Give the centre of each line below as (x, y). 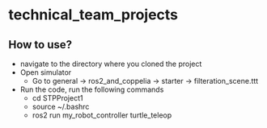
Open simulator (46, 72)
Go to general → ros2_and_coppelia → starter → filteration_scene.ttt (145, 81)
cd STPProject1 (57, 98)
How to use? (40, 45)
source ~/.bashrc (61, 107)
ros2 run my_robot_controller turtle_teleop (102, 115)
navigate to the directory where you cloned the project (111, 64)
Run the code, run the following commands (92, 89)
